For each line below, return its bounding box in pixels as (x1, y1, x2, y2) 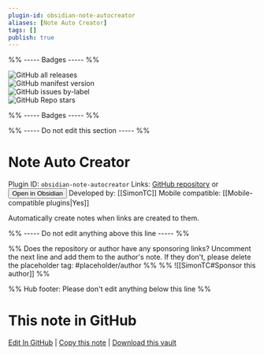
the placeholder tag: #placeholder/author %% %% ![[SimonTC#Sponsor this (8, 261, 256, 270)
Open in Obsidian (12, 190, 63, 198)
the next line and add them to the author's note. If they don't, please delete (8, 253, 251, 262)
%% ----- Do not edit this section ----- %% (8, 126, 151, 135)
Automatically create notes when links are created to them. (8, 213, 199, 223)
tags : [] (8, 26, 37, 34)
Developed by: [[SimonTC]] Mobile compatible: (68, 188, 221, 198)
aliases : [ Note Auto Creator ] (8, 19, 108, 27)
